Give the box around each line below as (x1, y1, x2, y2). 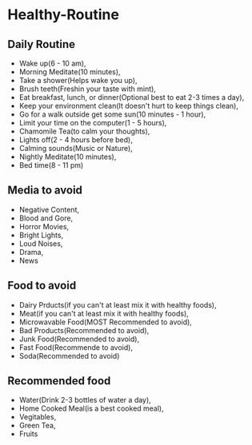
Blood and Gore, (18, 213, 74, 223)
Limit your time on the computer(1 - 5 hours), (18, 118, 167, 127)
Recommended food (7, 374, 111, 388)
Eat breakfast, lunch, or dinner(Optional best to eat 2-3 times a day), (18, 93, 245, 101)
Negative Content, (18, 205, 80, 214)
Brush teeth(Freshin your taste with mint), (18, 84, 157, 93)
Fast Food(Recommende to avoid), (18, 342, 134, 352)
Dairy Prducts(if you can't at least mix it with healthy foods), (18, 300, 217, 309)
